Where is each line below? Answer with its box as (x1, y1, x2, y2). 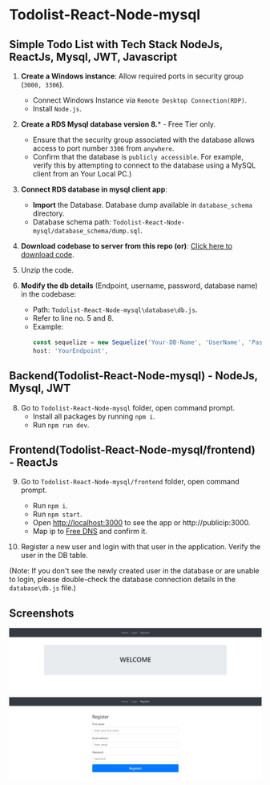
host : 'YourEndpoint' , (32, 346, 109, 354)
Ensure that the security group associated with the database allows (32, 135, 256, 144)
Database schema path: (32, 217, 111, 226)
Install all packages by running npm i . (32, 411, 155, 421)
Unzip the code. (20, 265, 75, 274)
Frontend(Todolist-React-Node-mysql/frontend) (9, 443, 256, 456)
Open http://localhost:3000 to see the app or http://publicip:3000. (32, 518, 251, 528)
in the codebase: (20, 289, 77, 298)
